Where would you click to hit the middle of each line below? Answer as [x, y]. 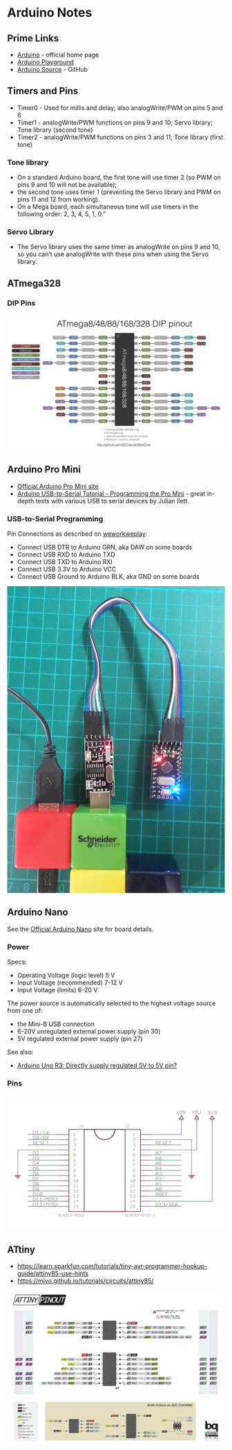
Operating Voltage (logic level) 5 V [66, 976]
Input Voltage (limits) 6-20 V [57, 990]
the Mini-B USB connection [56, 1024]
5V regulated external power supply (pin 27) [80, 1039]
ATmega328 [34, 283]
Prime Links [33, 38]
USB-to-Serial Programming [55, 519]
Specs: [17, 962]
